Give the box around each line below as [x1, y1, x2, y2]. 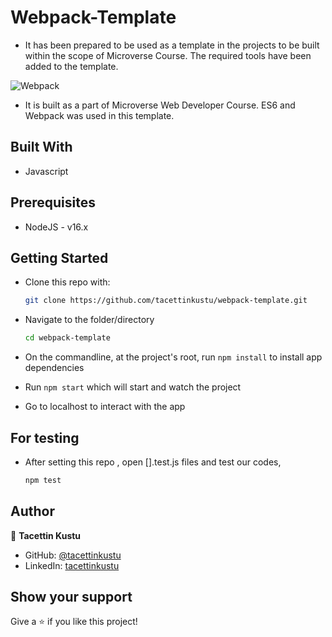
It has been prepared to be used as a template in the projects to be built [24, 39, 320, 51]
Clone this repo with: [24, 276, 111, 288]
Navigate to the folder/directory [24, 314, 155, 326]
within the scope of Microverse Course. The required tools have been [24, 49, 312, 61]
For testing [10, 429, 80, 446]
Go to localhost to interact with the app [24, 401, 186, 413]
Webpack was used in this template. [24, 109, 175, 121]
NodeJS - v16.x [24, 221, 89, 233]
